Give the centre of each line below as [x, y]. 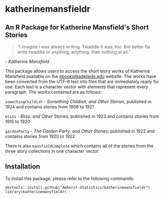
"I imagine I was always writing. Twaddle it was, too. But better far [84, 47]
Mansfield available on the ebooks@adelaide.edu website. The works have [81, 76]
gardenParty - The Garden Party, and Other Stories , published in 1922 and [80, 131]
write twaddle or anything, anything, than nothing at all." [74, 52]
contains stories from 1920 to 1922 [40, 136]
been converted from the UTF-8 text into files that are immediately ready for [82, 82]
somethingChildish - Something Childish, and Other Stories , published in [78, 101]
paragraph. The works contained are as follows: [54, 92]
